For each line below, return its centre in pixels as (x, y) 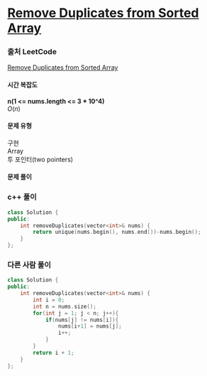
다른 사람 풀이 (29, 264)
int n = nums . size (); (65, 306)
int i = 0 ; (49, 300)
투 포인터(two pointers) (40, 159)
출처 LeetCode (32, 52)
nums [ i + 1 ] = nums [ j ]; (90, 326)
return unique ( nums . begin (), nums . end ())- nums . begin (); (117, 232)
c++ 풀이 (22, 197)
